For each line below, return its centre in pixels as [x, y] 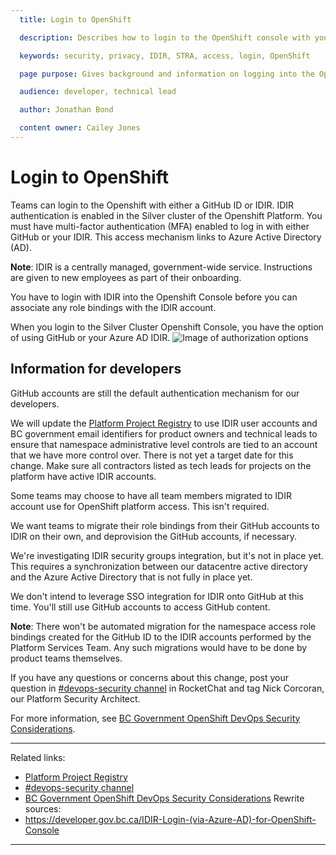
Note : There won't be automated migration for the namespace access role [163, 626]
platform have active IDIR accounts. [83, 476]
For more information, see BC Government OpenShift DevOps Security [155, 718]
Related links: [38, 757]
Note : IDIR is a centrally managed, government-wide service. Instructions [161, 267]
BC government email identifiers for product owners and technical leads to [164, 433]
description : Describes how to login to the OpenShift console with [165, 37]
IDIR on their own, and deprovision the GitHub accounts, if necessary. [154, 536]
